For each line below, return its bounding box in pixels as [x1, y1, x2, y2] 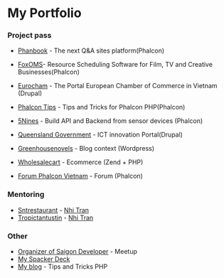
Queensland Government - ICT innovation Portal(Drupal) [17, 130, 183, 139]
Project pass [7, 31, 52, 41]
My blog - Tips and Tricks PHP [17, 262, 108, 271]
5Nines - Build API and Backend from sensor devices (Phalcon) [17, 117, 203, 125]
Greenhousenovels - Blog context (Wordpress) [17, 144, 155, 153]
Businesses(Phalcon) [17, 68, 80, 76]
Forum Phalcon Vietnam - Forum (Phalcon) [17, 172, 144, 181]
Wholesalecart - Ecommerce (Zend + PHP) [17, 158, 144, 166]
